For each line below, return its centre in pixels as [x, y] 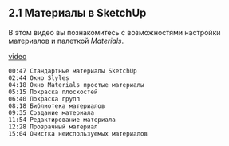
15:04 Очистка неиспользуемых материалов [78, 134]
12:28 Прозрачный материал [53, 127]
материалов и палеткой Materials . [66, 41]
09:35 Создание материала [51, 112]
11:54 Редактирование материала [62, 120]
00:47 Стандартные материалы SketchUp [73, 71]
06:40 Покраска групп [44, 99]
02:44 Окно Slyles [39, 78]
